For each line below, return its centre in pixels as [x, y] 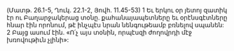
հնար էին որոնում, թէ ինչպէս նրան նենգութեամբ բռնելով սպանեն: [116, 25]
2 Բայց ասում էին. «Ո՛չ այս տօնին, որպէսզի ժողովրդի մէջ [99, 32]
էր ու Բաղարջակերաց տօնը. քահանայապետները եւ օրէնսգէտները [117, 17]
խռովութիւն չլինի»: [38, 40]
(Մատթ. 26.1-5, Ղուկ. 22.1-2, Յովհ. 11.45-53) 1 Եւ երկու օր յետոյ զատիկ [117, 10]
